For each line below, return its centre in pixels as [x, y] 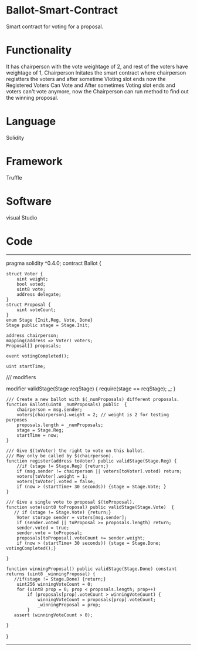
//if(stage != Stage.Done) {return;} [60, 579]
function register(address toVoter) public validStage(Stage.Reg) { [91, 461]
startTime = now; [38, 435]
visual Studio [22, 217]
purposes [17, 420]
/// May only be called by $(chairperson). [60, 456]
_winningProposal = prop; [69, 605]
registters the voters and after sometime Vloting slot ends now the [86, 79]
